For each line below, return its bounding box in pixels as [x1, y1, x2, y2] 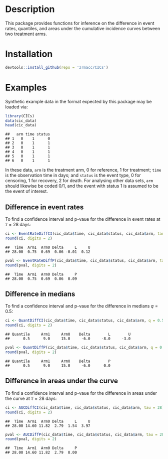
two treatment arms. [5, 31, 47, 37]
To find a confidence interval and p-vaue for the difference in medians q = [5, 303, 158, 309]
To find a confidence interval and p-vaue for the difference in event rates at [5, 216, 161, 222]
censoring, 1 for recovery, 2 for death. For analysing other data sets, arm [5, 178, 153, 184]
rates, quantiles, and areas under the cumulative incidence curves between [5, 25, 160, 31]
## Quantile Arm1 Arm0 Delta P [5, 359, 111, 364]
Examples [5, 82, 47, 93]
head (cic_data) [5, 123, 37, 128]
